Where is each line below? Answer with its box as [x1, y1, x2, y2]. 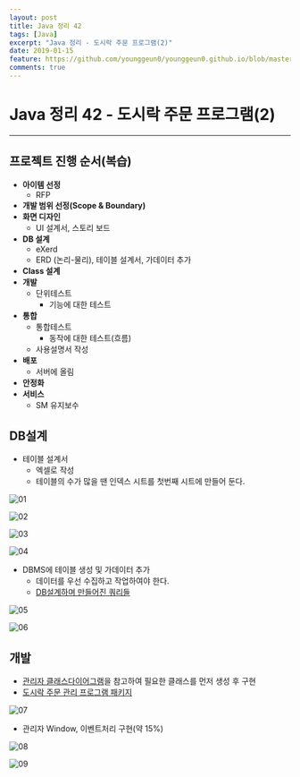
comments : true [9, 64, 66, 73]
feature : [9, 55, 42, 64]
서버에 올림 [35, 366, 74, 377]
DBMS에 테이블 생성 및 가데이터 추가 [21, 565, 150, 576]
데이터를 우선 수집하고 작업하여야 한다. [35, 576, 170, 586]
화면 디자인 [21, 211, 61, 222]
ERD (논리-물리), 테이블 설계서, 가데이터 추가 [35, 254, 192, 265]
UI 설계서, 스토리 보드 [35, 222, 111, 233]
